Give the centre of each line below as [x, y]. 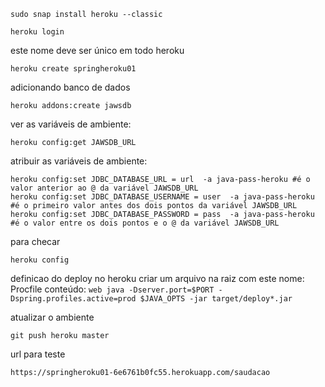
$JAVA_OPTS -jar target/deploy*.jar [216, 299]
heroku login [37, 32]
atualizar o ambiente [52, 317]
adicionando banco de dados [70, 87]
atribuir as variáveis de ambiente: [79, 161]
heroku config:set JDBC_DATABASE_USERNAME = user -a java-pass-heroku [162, 197]
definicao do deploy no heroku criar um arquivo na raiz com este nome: [157, 278]
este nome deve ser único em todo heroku [97, 50]
